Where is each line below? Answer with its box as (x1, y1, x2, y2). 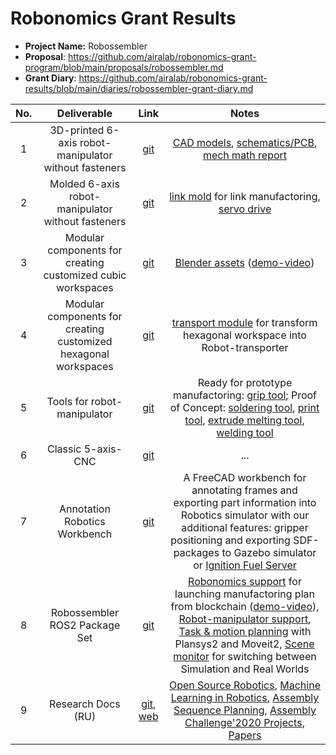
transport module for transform (171, 315, 318, 329)
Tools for (46, 394, 89, 408)
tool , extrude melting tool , (184, 413, 305, 427)
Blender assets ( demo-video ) (174, 255, 315, 269)
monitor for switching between (173, 649, 317, 663)
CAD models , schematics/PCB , (172, 135, 318, 149)
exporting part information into (173, 495, 317, 509)
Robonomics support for (188, 574, 302, 588)
